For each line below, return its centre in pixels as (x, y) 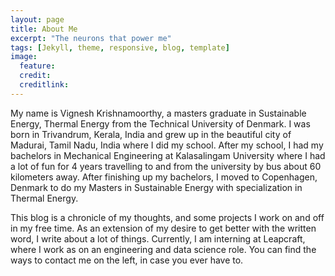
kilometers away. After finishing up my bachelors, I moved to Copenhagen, (164, 177)
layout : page (37, 19)
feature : (37, 66)
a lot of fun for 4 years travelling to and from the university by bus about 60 (166, 166)
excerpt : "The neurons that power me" (91, 38)
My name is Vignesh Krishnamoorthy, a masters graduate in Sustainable (158, 113)
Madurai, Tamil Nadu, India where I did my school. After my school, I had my (167, 145)
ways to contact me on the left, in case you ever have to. (127, 260)
